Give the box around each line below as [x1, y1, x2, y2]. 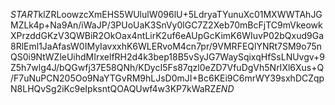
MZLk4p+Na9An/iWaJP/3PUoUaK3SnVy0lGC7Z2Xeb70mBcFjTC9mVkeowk [10, 19, 323, 31]
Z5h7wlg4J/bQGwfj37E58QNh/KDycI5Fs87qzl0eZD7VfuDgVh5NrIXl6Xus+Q [10, 62, 325, 73]
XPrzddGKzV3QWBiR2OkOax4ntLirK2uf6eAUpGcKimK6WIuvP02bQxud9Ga [10, 30, 325, 41]
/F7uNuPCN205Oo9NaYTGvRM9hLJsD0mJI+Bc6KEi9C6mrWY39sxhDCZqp [10, 72, 325, 84]
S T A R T [10, 9, 39, 20]
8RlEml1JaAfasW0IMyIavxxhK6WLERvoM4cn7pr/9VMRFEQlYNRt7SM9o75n [10, 40, 323, 52]
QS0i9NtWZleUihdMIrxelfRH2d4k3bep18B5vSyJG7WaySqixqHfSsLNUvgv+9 [10, 51, 326, 63]
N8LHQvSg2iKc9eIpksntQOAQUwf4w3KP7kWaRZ [10, 83, 217, 94]
